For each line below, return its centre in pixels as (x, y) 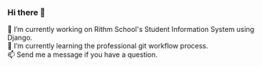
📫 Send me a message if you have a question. (83, 55)
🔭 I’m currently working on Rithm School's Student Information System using (131, 30)
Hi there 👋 (27, 12)
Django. (20, 37)
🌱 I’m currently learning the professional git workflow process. (108, 46)
